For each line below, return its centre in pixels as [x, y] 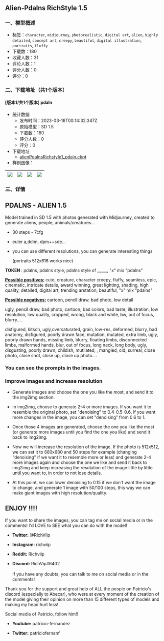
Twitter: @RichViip [31, 535]
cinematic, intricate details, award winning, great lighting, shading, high [77, 285]
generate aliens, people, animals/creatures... [50, 222]
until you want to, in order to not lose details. [57, 473]
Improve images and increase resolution [54, 381]
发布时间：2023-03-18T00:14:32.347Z [59, 121]
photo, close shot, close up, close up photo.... [51, 355]
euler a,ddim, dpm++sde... [39, 242]
